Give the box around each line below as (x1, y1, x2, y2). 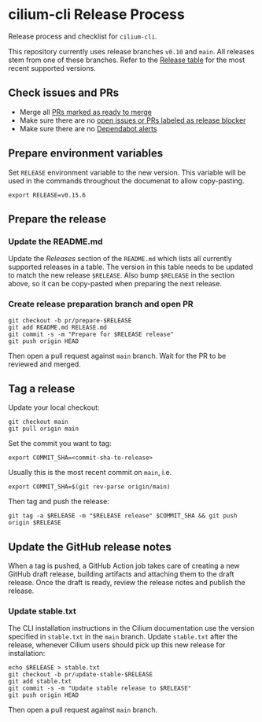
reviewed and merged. (8, 359, 81, 369)
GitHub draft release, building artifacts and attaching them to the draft (8, 569, 234, 579)
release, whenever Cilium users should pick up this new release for (8, 640, 226, 650)
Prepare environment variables (8, 147, 164, 160)
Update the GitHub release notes (8, 540, 172, 554)
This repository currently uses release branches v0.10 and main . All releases (8, 46, 255, 56)
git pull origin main (8, 425, 79, 433)
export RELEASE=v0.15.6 (8, 191, 87, 199)
